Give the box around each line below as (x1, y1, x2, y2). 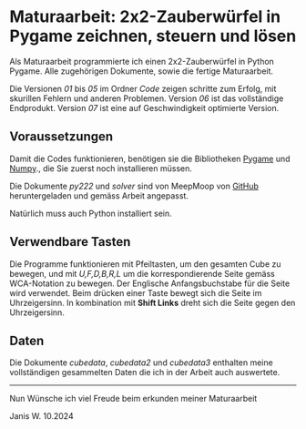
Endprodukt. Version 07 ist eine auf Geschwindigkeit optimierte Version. (9, 102, 280, 113)
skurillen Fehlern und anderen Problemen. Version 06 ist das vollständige (9, 93, 284, 104)
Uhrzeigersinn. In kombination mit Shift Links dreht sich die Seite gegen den (9, 297, 296, 308)
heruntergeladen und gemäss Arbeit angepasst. (9, 189, 189, 201)
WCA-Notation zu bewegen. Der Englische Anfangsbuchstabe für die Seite (9, 278, 291, 289)
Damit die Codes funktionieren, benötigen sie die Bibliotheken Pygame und (9, 153, 291, 164)
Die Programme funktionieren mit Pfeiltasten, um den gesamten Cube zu (9, 258, 281, 270)
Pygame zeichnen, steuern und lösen (9, 26, 297, 46)
